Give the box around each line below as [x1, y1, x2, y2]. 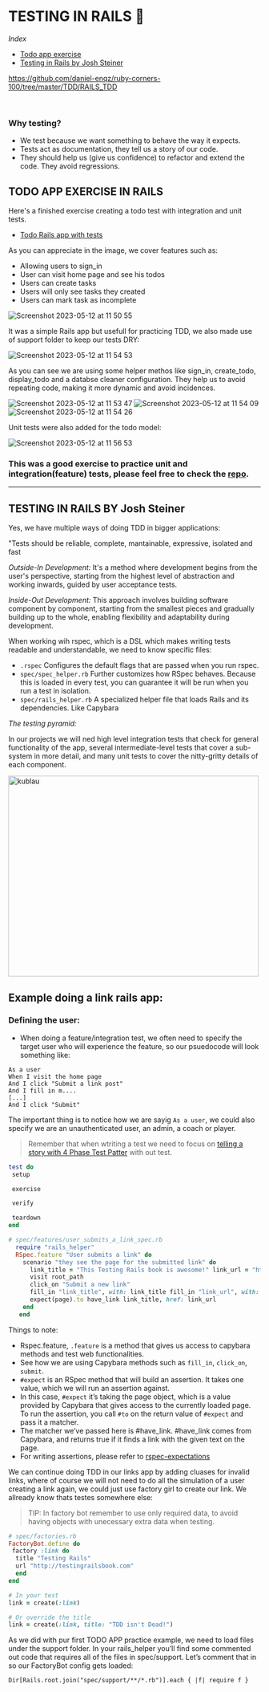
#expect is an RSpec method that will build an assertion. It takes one [19, 1374, 244, 1384]
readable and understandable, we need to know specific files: [8, 645, 212, 655]
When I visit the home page [8, 1072, 102, 1080]
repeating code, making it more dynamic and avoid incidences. [8, 383, 216, 392]
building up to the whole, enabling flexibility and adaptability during [8, 612, 230, 622]
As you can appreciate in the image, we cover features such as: [8, 246, 219, 255]
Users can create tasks [19, 279, 97, 288]
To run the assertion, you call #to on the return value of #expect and [19, 1409, 244, 1418]
